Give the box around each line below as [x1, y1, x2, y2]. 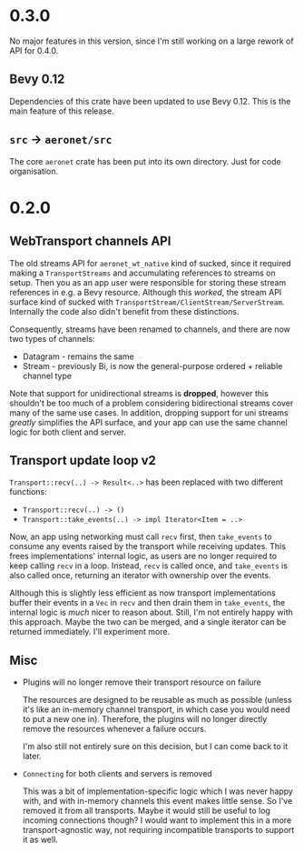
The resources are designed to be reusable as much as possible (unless [22, 695, 292, 706]
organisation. [9, 165, 59, 176]
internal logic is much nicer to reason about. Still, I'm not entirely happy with [9, 606, 293, 618]
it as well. [22, 834, 59, 846]
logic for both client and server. [9, 426, 127, 437]
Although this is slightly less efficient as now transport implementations [9, 587, 277, 598]
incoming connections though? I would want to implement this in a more [22, 815, 292, 826]
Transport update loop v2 [9, 452, 157, 468]
